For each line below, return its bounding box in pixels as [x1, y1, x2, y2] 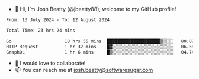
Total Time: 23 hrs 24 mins [6, 27, 76, 34]
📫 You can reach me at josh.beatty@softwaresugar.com [14, 67, 153, 74]
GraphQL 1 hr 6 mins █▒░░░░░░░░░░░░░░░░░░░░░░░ [6, 49, 174, 55]
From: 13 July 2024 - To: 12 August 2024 [6, 17, 110, 23]
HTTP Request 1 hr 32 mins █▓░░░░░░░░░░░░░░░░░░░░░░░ [6, 44, 174, 50]
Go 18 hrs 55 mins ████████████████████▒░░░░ [6, 38, 174, 44]
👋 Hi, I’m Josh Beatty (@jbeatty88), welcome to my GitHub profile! [14, 6, 176, 12]
